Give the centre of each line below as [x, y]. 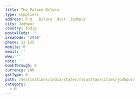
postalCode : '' [21, 33]
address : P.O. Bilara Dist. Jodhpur [45, 19]
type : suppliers [22, 14]
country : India [21, 28]
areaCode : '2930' [23, 38]
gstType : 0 [16, 75]
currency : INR [20, 70]
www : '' [13, 56]
